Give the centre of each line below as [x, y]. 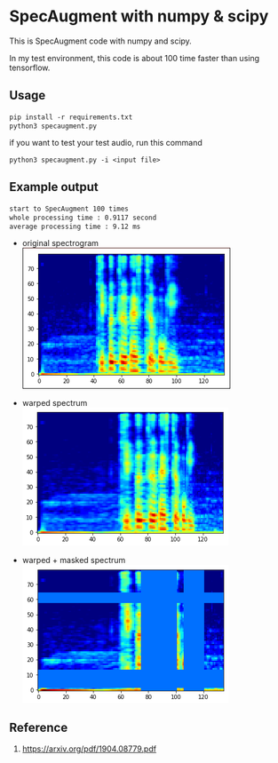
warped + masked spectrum [74, 560]
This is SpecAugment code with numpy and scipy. [101, 41]
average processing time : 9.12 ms [75, 227]
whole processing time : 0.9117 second [83, 218]
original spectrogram [60, 242]
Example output [54, 187]
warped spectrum [55, 402]
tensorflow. [30, 68]
